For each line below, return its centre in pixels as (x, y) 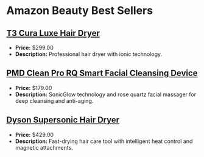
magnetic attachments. (44, 147)
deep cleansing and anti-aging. (54, 100)
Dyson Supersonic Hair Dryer (63, 120)
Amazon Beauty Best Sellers (80, 11)
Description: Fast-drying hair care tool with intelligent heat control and (104, 141)
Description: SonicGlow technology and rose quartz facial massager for (106, 94)
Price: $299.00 (34, 47)
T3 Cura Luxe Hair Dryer (53, 33)
